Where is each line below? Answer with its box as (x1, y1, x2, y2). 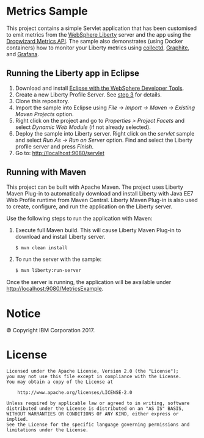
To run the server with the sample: (15, 255, 102, 263)
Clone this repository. (15, 97, 70, 104)
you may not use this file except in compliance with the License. (6, 374, 182, 380)
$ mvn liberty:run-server (15, 268, 81, 274)
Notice (6, 307, 41, 320)
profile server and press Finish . (15, 142, 94, 150)
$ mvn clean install (15, 244, 68, 251)
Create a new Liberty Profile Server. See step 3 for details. (15, 90, 162, 98)
